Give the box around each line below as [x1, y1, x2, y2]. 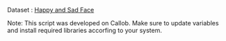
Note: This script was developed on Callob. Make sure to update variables [7, 19, 219, 27]
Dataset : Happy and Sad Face [7, 6, 95, 14]
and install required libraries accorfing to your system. [7, 27, 162, 34]
